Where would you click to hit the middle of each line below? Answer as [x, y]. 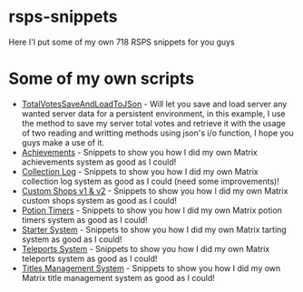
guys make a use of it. [63, 142]
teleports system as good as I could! [89, 258]
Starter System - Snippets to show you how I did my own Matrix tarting [154, 229]
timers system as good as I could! [84, 219]
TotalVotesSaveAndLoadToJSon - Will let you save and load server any [154, 104]
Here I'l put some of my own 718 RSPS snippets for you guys [122, 42]
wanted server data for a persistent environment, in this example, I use [153, 113]
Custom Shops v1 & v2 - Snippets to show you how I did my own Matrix [155, 191]
